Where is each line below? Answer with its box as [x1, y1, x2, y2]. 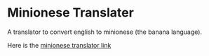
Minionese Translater [7, 5, 135, 21]
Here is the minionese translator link [7, 41, 112, 49]
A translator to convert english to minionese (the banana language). [7, 28, 202, 36]
